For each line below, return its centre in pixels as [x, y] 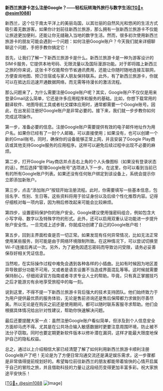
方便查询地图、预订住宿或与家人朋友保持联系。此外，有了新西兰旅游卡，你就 [81, 76]
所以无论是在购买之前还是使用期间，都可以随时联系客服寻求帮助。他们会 [86, 304]
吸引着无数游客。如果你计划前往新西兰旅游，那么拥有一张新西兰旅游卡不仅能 [81, 29]
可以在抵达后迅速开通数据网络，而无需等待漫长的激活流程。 [65, 82]
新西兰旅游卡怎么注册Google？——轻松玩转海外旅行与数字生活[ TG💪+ [74, 8]
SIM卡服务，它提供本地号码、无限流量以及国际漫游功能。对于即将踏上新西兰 [81, 64]
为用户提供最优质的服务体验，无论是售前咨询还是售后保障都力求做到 [73, 298]
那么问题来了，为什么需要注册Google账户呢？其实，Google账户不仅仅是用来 [81, 92]
